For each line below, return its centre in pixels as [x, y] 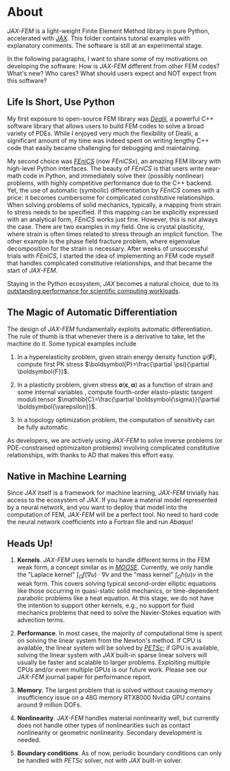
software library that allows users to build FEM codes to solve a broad [105, 126]
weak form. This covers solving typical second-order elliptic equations [116, 583]
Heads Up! [30, 543]
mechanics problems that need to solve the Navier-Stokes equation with [119, 612]
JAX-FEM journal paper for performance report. [84, 676]
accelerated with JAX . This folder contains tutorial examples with [99, 38]
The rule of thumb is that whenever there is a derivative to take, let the [106, 336]
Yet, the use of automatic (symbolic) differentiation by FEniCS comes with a [114, 190]
